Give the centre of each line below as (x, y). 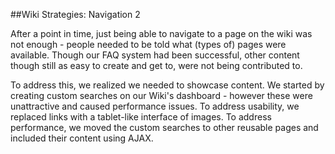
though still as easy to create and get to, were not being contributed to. (156, 65)
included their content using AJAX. (82, 138)
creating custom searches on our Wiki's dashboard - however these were (161, 95)
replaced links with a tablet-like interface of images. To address (141, 117)
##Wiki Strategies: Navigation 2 (75, 14)
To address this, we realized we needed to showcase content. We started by (167, 85)
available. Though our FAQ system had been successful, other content (155, 55)
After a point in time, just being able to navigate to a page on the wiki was (161, 33)
